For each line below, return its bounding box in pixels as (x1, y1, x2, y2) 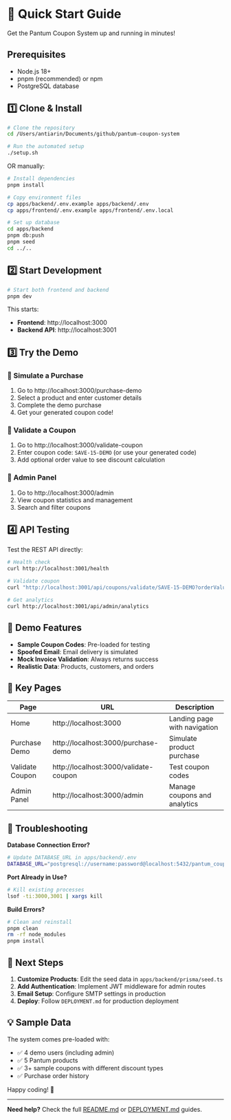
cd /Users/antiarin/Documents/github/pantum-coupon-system (7, 131, 180, 138)
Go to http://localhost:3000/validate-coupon (16, 441, 143, 449)
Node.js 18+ (16, 67, 52, 75)
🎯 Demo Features (7, 622, 82, 634)
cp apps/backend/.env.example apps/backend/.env (7, 200, 149, 207)
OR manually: (7, 162, 45, 171)
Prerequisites (7, 49, 66, 61)
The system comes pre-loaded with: (7, 1035, 110, 1043)
